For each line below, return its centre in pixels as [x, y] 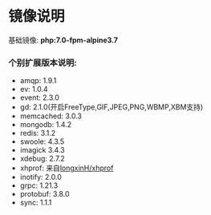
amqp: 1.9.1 [38, 81]
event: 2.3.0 [40, 98]
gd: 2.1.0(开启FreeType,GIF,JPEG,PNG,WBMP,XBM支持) [112, 107]
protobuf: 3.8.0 [45, 194]
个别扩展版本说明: [43, 62]
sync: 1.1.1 [36, 203]
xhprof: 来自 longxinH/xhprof [67, 168]
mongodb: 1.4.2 [46, 125]
